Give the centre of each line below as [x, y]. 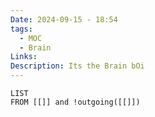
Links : [24, 57]
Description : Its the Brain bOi [77, 66]
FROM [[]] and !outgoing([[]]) [75, 102]
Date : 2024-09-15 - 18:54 [64, 19]
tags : [21, 29]
